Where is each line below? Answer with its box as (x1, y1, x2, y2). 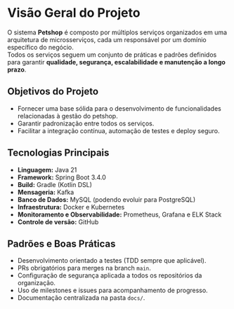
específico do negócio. (7, 43, 74, 51)
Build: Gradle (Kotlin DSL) (17, 180, 93, 188)
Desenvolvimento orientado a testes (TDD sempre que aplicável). (17, 256, 207, 265)
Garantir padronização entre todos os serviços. (17, 119, 155, 128)
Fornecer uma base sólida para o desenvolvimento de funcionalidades (17, 104, 221, 113)
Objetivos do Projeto (7, 85, 99, 97)
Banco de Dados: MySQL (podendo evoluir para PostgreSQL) (17, 195, 196, 204)
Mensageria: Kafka (17, 188, 74, 196)
